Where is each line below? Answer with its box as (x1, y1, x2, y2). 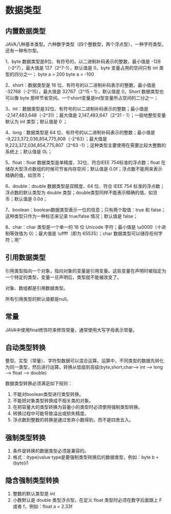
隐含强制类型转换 (5, 476, 59, 485)
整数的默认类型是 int (12, 490, 55, 497)
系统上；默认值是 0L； (5, 149, 53, 154)
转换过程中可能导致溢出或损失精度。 (12, 410, 89, 417)
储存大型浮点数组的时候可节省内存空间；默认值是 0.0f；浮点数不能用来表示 (5, 166, 163, 172)
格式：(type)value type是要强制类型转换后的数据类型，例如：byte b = (12, 454, 159, 460)
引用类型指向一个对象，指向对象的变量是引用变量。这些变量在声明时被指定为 (5, 267, 166, 274)
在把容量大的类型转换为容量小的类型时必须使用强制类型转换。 (12, 404, 143, 410)
